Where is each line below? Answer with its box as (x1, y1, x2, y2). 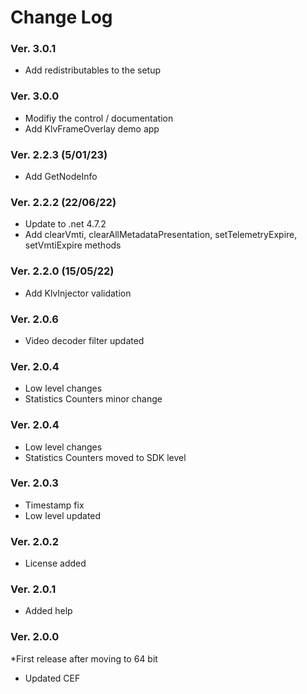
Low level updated (24, 509, 102, 521)
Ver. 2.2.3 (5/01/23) (10, 147, 108, 161)
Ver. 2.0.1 (10, 582, 57, 596)
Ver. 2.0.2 (10, 534, 60, 548)
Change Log (10, 6, 113, 29)
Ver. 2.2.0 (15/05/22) (10, 264, 115, 278)
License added (24, 557, 87, 570)
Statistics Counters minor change (24, 393, 163, 405)
